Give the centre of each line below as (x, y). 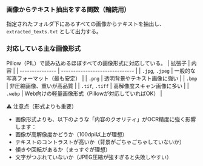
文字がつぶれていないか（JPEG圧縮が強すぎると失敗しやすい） (94, 157)
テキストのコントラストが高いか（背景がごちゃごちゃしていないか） (100, 142)
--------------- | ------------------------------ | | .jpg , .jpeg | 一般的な (108, 70)
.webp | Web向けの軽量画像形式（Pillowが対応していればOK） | (84, 93)
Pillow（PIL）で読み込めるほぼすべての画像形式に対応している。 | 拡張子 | (98, 63)
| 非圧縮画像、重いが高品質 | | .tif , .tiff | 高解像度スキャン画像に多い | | (98, 85)
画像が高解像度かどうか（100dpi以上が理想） (71, 134)
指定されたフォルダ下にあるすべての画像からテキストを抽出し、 (86, 24)
